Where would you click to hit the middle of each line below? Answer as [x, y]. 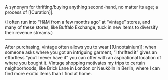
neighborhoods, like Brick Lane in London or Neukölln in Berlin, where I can [83, 68]
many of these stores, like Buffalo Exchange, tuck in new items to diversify [82, 27]
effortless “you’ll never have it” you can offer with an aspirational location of [83, 57]
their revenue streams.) [29, 33]
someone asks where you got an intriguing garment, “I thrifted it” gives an [81, 52]
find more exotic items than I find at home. [49, 73]
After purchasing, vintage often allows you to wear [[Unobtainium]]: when [81, 47]
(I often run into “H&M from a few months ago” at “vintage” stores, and [78, 22]
